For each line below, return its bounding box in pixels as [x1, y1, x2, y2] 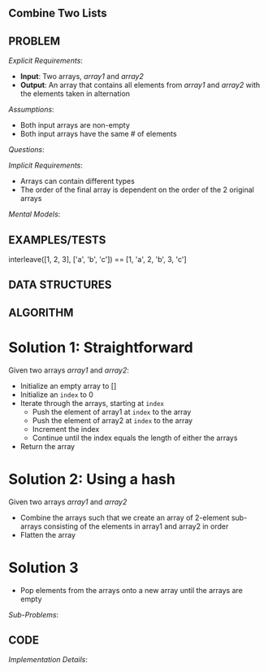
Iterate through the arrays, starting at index [19, 398, 165, 408]
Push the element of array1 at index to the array [32, 407, 192, 417]
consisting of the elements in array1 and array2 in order [43, 521, 229, 531]
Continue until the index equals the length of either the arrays [32, 433, 238, 443]
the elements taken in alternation [19, 89, 131, 98]
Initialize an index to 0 [19, 390, 93, 399]
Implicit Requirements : [8, 160, 84, 170]
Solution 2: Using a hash [8, 469, 176, 488]
